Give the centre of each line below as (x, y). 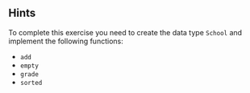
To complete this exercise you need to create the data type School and (125, 32)
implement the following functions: (66, 41)
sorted (31, 83)
